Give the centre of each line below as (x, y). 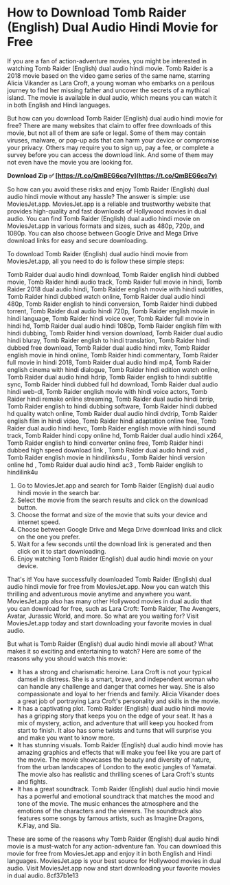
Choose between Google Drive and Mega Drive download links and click (119, 529)
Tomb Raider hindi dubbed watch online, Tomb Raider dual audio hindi (106, 296)
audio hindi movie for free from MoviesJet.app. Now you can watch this (108, 586)
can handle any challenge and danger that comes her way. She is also (116, 686)
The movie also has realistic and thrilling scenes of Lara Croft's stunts (116, 774)
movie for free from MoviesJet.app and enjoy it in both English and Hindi (110, 853)
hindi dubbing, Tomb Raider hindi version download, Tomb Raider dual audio (115, 333)
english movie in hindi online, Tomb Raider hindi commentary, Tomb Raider (113, 355)
